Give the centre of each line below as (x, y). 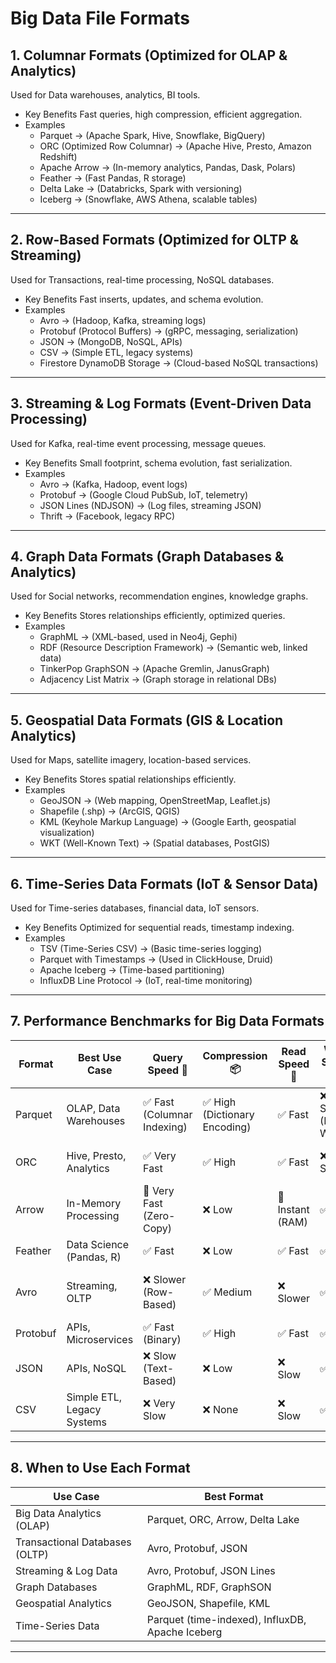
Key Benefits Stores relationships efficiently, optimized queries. (155, 616)
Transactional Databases (73, 1542)
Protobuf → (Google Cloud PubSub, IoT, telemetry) (144, 494)
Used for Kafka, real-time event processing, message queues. (138, 443)
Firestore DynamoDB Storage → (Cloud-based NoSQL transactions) (179, 363)
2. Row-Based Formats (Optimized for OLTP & (154, 240)
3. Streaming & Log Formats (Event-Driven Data (161, 403)
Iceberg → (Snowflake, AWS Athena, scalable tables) (148, 199)
